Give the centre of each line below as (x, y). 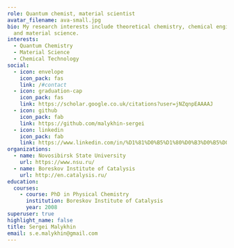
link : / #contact (44, 85)
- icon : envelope (39, 72)
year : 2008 (41, 208)
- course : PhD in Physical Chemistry (75, 195)
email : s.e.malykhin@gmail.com (53, 233)
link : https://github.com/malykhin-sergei (82, 123)
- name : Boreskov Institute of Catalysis (75, 168)
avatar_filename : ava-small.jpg (54, 20)
